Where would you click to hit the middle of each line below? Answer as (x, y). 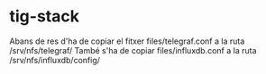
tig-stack (44, 16)
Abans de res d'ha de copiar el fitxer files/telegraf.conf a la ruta (127, 41)
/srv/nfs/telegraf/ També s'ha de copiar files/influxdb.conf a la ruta (133, 50)
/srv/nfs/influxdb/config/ (55, 60)
